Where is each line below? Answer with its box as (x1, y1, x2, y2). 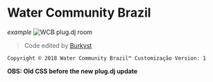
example (7, 28, 32, 36)
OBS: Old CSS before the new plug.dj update (7, 67, 138, 75)
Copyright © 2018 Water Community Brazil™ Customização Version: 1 (7, 54, 207, 62)
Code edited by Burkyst (24, 41, 92, 49)
